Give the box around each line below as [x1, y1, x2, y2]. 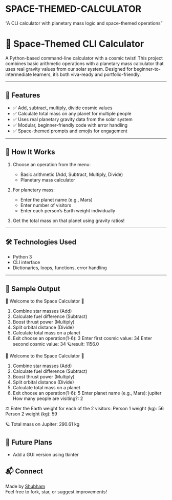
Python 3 [12, 254, 32, 260]
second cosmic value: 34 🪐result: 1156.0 [12, 341, 99, 347]
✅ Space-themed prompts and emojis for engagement [12, 128, 128, 134]
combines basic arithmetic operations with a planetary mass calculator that [5, 60, 164, 67]
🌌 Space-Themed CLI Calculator [5, 38, 144, 50]
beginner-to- [134, 66, 161, 72]
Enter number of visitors [20, 202, 72, 208]
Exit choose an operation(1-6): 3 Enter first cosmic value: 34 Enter [12, 335, 153, 342]
